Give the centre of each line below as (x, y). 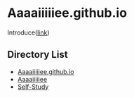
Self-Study (33, 87)
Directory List (38, 55)
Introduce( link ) (29, 32)
